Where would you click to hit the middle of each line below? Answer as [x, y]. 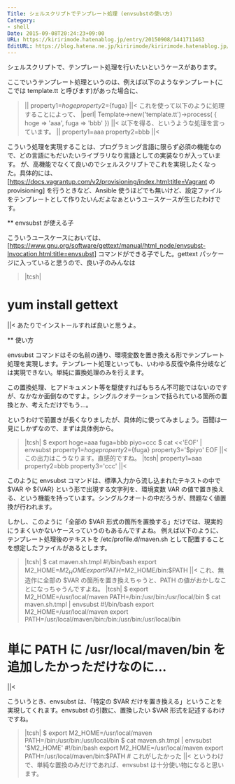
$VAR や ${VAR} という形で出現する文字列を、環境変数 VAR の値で [104, 489]
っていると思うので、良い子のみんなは [80, 262]
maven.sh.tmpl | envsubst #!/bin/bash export [89, 604]
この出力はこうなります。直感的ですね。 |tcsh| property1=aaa [113, 458]
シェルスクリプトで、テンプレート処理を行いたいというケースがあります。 [114, 67]
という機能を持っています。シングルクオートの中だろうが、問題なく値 [120, 498]
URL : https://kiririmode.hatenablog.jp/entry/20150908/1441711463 [106, 40]
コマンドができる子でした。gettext [148, 254]
